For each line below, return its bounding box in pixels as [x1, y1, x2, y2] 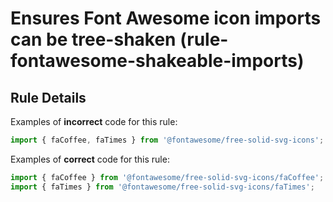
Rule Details [10, 89, 87, 106]
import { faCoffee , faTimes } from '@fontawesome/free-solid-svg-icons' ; [10, 135, 325, 145]
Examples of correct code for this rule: [10, 153, 170, 165]
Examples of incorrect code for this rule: [10, 116, 178, 127]
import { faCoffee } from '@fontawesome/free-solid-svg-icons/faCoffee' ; [10, 172, 325, 182]
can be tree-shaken [10, 28, 177, 51]
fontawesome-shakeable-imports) [10, 50, 305, 72]
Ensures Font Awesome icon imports [10, 7, 322, 30]
